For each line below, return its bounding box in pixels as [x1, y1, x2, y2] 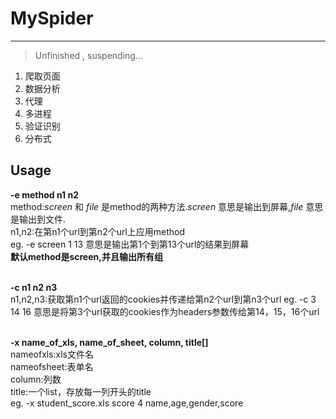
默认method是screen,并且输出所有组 [10, 250, 163, 262]
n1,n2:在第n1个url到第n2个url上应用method [10, 225, 186, 237]
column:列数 [10, 373, 62, 385]
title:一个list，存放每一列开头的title [10, 385, 152, 397]
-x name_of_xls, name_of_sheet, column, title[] [10, 336, 209, 348]
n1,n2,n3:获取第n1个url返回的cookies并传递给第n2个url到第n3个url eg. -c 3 [10, 293, 317, 305]
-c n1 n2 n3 [10, 281, 58, 293]
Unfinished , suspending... [34, 49, 144, 61]
